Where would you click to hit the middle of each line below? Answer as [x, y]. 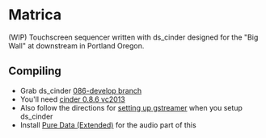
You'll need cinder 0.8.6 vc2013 [72, 99]
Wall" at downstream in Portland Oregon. [76, 45]
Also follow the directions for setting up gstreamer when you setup [131, 107]
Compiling [35, 71]
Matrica [35, 15]
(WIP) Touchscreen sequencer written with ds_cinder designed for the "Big [133, 37]
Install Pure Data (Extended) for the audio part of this [108, 125]
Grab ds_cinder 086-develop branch [81, 90]
